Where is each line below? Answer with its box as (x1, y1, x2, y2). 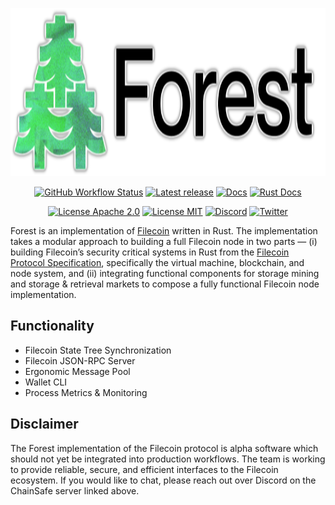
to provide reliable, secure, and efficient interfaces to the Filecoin (10, 463, 279, 475)
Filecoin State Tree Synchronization (24, 344, 172, 356)
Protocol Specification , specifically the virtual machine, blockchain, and (10, 257, 305, 268)
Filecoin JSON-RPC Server (24, 354, 136, 367)
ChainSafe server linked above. (10, 484, 140, 497)
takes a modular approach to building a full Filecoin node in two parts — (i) (10, 236, 318, 247)
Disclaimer (10, 416, 79, 433)
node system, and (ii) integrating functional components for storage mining (10, 268, 320, 279)
